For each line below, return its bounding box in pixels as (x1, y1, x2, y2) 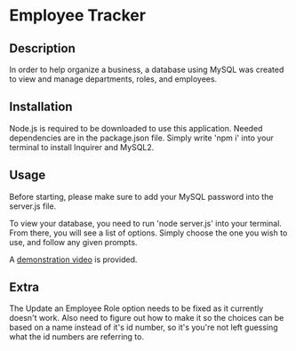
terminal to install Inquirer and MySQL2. (9, 141, 155, 152)
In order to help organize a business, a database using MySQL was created (9, 64, 284, 75)
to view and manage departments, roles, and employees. (9, 74, 218, 84)
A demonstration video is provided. (9, 254, 138, 265)
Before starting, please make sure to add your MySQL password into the (9, 191, 274, 202)
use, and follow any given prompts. (9, 236, 138, 247)
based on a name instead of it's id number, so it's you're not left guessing (9, 322, 278, 333)
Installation (9, 100, 73, 115)
